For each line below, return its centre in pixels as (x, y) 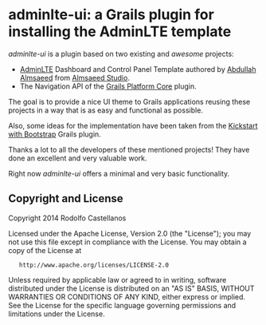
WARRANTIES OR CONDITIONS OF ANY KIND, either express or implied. (127, 296)
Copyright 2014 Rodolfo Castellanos (67, 218)
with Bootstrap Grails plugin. (55, 134)
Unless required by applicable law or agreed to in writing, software (117, 279)
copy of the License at (45, 250)
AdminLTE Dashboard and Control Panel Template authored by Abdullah (138, 69)
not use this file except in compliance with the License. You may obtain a (127, 242)
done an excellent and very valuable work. (78, 158)
